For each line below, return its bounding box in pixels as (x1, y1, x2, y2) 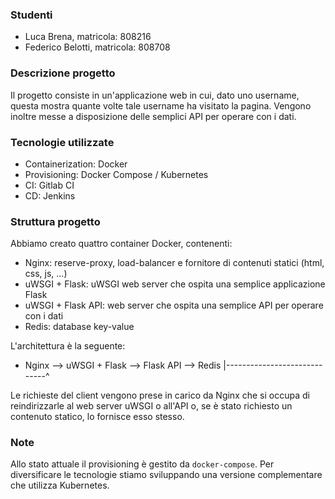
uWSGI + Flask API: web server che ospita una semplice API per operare (24, 299, 324, 312)
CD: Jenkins (24, 189, 76, 202)
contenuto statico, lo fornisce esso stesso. (10, 411, 185, 423)
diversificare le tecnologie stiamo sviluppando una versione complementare (10, 469, 323, 481)
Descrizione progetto (10, 66, 116, 80)
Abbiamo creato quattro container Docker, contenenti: (10, 238, 233, 250)
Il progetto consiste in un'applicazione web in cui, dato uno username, (10, 89, 300, 101)
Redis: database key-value (24, 321, 135, 333)
